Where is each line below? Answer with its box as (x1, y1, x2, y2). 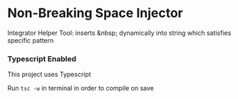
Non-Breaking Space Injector (7, 5, 183, 21)
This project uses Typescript (7, 70, 91, 79)
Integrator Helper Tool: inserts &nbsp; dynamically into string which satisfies (7, 28, 232, 37)
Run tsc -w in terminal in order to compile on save (7, 84, 155, 93)
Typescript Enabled (7, 53, 77, 63)
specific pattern (7, 36, 54, 44)
